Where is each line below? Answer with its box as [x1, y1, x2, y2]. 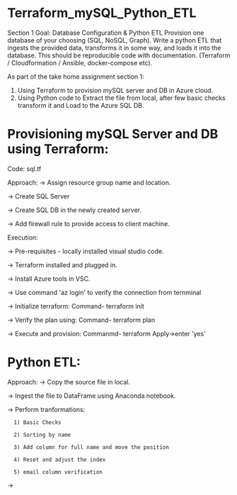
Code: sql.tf [7, 165, 42, 173]
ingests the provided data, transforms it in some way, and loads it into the [7, 43, 221, 52]
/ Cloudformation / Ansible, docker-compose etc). [7, 58, 153, 67]
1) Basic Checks [13, 418, 62, 426]
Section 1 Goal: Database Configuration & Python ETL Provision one [7, 28, 204, 37]
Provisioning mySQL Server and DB [7, 126, 219, 143]
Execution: [7, 233, 38, 242]
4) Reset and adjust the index [13, 456, 106, 463]
